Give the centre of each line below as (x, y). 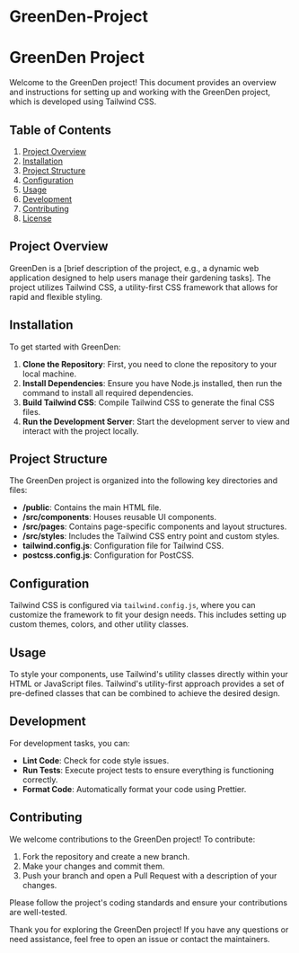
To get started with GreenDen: (65, 347)
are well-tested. (38, 912)
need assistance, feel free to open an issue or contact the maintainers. (140, 939)
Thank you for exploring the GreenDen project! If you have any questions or (149, 929)
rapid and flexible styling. (56, 296)
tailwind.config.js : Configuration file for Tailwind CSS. (123, 546)
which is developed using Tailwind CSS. (83, 101)
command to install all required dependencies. (108, 393)
